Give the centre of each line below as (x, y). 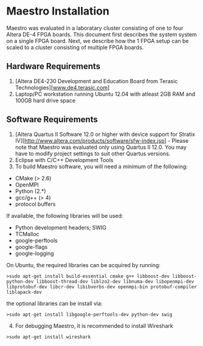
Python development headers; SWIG (61, 227)
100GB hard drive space (45, 100)
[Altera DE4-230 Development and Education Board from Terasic (96, 81)
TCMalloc (27, 234)
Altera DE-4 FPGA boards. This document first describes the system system (101, 34)
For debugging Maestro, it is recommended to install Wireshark (94, 325)
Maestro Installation (58, 11)
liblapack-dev (24, 292)
